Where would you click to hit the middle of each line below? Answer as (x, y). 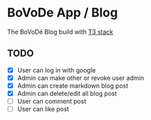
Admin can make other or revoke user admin (80, 78)
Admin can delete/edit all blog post (67, 93)
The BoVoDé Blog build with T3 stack (60, 32)
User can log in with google (56, 70)
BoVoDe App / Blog (63, 13)
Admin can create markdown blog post (73, 86)
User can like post (43, 109)
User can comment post (52, 101)
